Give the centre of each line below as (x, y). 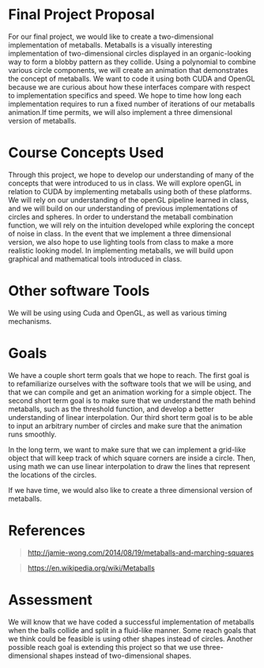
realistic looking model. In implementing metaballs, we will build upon (121, 250)
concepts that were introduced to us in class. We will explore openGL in (125, 183)
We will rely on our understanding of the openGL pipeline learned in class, (128, 200)
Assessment (50, 599)
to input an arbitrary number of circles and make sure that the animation (125, 426)
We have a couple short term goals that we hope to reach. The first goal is (129, 375)
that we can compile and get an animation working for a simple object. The (130, 392)
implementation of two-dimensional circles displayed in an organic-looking (130, 53)
